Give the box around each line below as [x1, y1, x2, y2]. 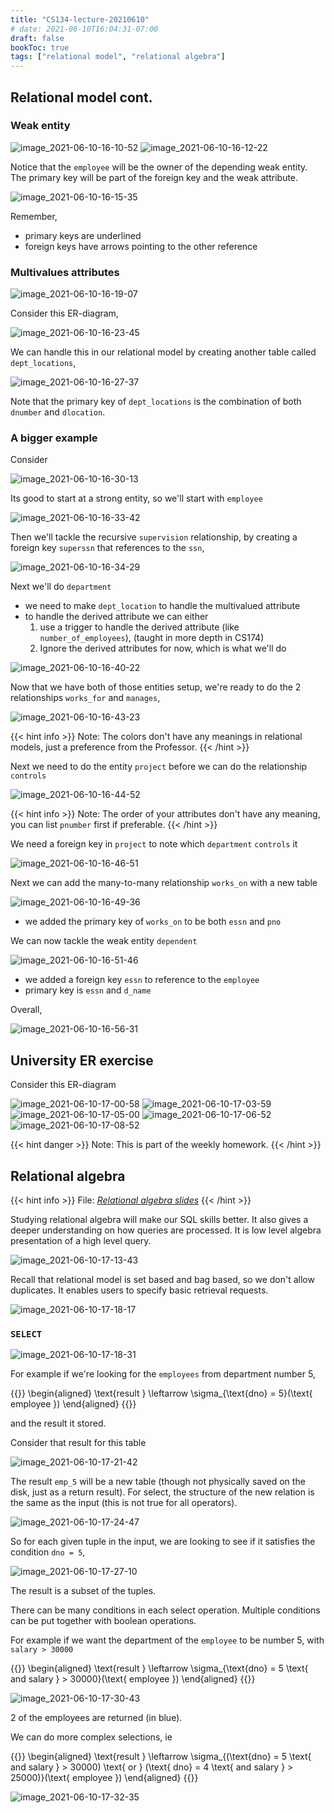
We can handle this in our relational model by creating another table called [10, 346, 317, 358]
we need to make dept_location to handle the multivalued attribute [24, 600, 301, 612]
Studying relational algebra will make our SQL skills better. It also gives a [10, 1214, 309, 1226]
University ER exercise [10, 1052, 154, 1069]
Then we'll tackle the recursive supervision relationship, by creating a [10, 531, 298, 543]
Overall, [10, 1004, 43, 1016]
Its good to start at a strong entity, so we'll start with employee [10, 492, 263, 505]
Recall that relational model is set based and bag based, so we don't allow [10, 1274, 315, 1286]
